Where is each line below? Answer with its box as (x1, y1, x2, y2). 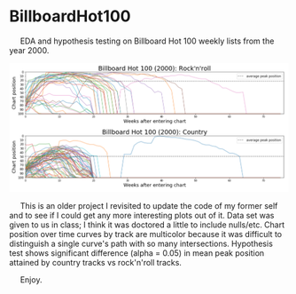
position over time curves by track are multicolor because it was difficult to (9, 229, 282, 240)
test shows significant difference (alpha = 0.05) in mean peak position (9, 248, 265, 258)
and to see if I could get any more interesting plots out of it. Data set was (9, 211, 275, 221)
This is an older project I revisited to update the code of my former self (19, 201, 278, 211)
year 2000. (9, 44, 50, 55)
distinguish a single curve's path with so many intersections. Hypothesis (9, 238, 273, 250)
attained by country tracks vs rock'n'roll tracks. (9, 258, 182, 268)
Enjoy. (19, 274, 43, 285)
